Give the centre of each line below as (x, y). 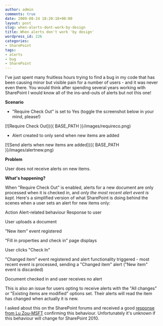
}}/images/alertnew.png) (30, 150)
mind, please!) (26, 117)
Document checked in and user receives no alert (54, 279)
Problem (14, 159)
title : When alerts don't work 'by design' (50, 32)
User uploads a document (31, 222)
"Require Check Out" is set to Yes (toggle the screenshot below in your (83, 111)
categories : (17, 41)
